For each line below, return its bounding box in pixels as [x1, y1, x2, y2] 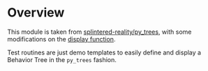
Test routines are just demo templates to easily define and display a [7, 48, 201, 57]
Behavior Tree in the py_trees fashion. [7, 55, 117, 63]
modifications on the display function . [7, 34, 116, 43]
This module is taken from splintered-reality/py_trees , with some [7, 28, 192, 36]
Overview [7, 5, 65, 21]
